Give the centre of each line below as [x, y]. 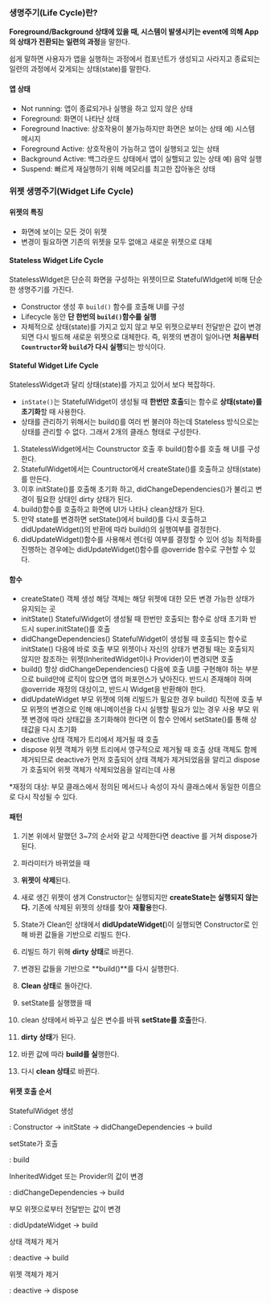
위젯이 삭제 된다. [45, 880]
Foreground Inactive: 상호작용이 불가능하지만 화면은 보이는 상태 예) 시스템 [138, 128]
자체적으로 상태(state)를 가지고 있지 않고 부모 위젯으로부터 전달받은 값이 [133, 327]
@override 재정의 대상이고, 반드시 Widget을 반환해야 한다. [113, 689]
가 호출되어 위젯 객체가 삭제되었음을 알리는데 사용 [98, 770]
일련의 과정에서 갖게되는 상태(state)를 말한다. [80, 69]
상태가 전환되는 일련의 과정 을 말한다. [74, 42]
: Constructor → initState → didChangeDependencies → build [111, 1127]
